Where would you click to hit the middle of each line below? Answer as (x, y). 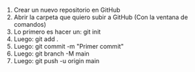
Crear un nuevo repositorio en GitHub (67, 10)
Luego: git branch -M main (51, 53)
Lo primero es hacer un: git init (57, 32)
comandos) (30, 24)
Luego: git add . (36, 39)
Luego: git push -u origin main (57, 61)
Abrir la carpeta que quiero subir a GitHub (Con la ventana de (101, 17)
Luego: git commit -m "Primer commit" (69, 46)
